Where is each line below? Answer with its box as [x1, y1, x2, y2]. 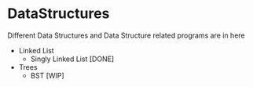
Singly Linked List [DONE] [30, 54, 115, 63]
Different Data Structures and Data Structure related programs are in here [7, 31, 245, 40]
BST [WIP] [30, 71, 64, 80]
